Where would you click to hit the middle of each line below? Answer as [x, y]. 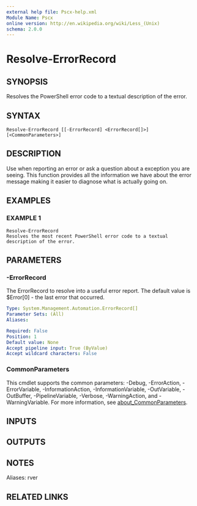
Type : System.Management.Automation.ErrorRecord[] [72, 309]
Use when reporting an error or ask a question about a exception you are [98, 168]
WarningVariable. [28, 402]
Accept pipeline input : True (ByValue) [57, 348]
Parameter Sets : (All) [35, 314]
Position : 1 [21, 337]
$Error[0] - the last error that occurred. [56, 298]
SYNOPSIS [27, 82]
